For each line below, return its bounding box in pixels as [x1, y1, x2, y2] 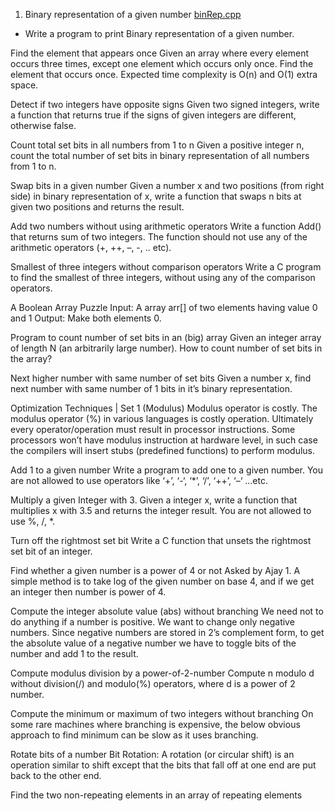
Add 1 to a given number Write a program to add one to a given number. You [10, 464, 324, 476]
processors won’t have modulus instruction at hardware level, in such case [10, 434, 318, 446]
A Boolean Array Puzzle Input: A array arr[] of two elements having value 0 [10, 302, 318, 313]
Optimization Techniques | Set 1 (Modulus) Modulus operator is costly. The [10, 402, 318, 414]
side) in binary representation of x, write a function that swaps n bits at [10, 190, 302, 202]
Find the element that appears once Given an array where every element [10, 47, 310, 59]
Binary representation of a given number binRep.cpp [24, 9, 242, 20]
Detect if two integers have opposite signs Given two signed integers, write [10, 99, 320, 110]
